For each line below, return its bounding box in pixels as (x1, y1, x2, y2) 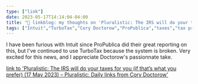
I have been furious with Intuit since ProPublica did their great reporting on (6, 41, 187, 48)
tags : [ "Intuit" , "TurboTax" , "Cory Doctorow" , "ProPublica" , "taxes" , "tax (6, 25, 186, 31)
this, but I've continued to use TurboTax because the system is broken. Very (6, 48, 191, 55)
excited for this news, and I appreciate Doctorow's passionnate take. (6, 53, 173, 61)
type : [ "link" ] (6, 8, 44, 15)
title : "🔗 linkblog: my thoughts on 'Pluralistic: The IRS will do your (6, 19, 189, 25)
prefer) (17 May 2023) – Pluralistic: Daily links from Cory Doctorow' (6, 71, 169, 78)
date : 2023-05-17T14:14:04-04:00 (6, 14, 88, 20)
